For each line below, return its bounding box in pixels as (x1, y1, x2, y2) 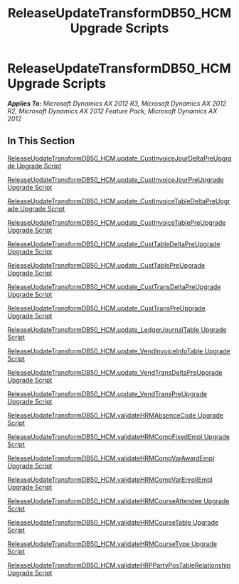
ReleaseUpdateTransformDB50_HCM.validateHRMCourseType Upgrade (7, 539, 218, 548)
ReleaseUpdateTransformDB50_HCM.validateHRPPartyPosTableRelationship (7, 560, 231, 569)
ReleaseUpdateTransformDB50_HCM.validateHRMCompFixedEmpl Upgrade (7, 432, 230, 440)
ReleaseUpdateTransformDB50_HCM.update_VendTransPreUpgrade (7, 389, 208, 398)
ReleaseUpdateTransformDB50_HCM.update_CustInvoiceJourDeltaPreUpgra (7, 153, 232, 162)
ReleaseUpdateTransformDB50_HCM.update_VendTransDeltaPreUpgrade (7, 368, 223, 376)
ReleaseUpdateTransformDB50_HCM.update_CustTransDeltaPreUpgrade (7, 282, 221, 291)
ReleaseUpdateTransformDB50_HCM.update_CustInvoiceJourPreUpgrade (7, 175, 224, 183)
